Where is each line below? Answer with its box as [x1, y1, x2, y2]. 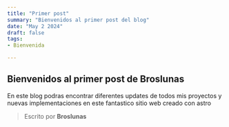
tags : [7, 36, 23, 43]
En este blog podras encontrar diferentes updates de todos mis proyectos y [7, 91, 222, 100]
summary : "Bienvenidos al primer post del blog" [7, 16, 150, 23]
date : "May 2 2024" [7, 23, 63, 30]
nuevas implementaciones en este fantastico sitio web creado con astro [7, 99, 212, 107]
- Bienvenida [7, 42, 45, 49]
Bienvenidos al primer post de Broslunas [7, 73, 185, 85]
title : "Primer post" [7, 10, 70, 17]
